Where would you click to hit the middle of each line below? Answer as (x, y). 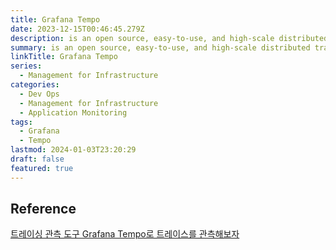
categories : (35, 85)
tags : (21, 122)
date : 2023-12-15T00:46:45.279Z (77, 29)
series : (26, 66)
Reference (43, 209)
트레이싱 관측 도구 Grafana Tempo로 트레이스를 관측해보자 (125, 234)
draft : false (37, 159)
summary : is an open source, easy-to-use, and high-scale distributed (160, 47)
